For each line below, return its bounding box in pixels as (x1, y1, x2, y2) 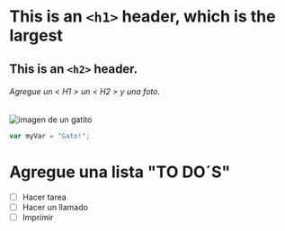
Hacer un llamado (22, 201, 88, 212)
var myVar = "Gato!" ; (9, 131, 91, 140)
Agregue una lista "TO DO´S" (9, 162, 231, 182)
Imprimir (22, 211, 54, 222)
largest (9, 25, 63, 46)
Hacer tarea (22, 191, 67, 202)
